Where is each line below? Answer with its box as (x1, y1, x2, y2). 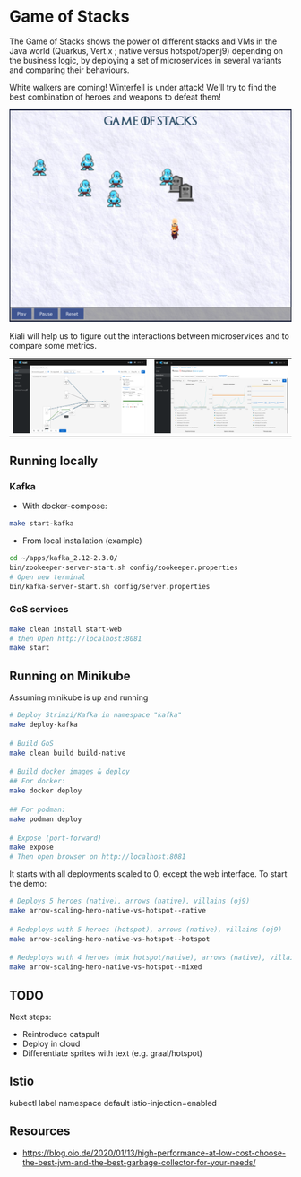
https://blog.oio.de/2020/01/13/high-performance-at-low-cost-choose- (21, 1147, 287, 1158)
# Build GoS (9, 739, 54, 748)
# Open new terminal (9, 572, 87, 582)
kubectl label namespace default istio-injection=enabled (9, 1097, 218, 1108)
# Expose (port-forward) (9, 834, 102, 843)
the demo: (9, 878, 47, 889)
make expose (9, 843, 54, 852)
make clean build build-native (9, 749, 126, 757)
